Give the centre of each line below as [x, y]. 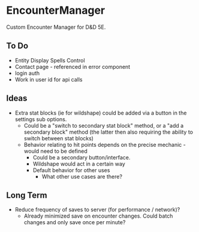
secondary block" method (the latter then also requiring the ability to [108, 132]
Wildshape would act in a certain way [79, 164]
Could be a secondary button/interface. [82, 157]
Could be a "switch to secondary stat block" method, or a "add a [104, 125]
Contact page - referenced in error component [73, 67]
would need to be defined [56, 151]
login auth [27, 73]
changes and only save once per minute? [75, 222]
